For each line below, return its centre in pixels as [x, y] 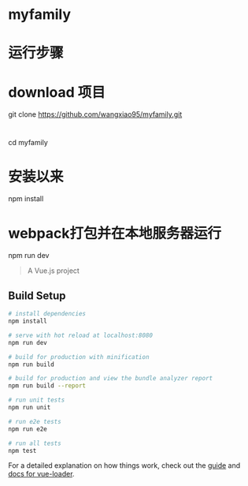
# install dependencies [47, 314]
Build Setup [37, 295]
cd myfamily [28, 142]
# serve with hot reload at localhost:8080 [81, 335]
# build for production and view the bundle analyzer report [111, 379]
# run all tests [35, 443]
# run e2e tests [35, 421]
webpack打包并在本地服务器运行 [115, 233]
